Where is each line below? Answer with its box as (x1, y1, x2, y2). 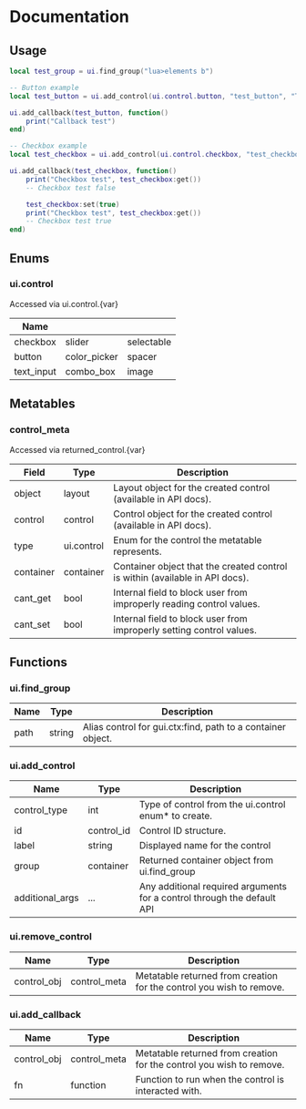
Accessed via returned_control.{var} (9, 444, 146, 455)
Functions (9, 654, 68, 670)
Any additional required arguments (138, 880, 287, 893)
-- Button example (9, 83, 79, 92)
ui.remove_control (9, 930, 93, 943)
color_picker (65, 350, 118, 363)
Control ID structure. (138, 825, 226, 837)
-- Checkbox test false (25, 183, 117, 192)
